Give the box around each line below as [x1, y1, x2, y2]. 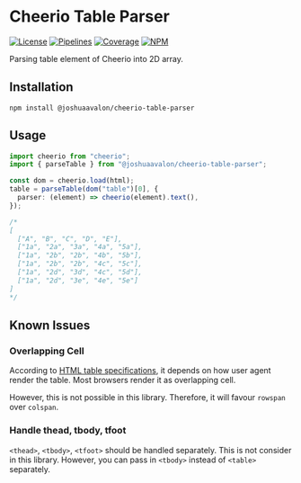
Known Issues [9, 318, 91, 333]
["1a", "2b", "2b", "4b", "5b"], [17, 251, 143, 260]
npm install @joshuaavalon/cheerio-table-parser [9, 103, 195, 112]
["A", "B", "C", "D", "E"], [17, 234, 123, 244]
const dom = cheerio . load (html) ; [9, 176, 135, 185]
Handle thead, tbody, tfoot [9, 425, 127, 437]
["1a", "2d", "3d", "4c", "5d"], [17, 268, 143, 277]
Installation [9, 79, 74, 95]
